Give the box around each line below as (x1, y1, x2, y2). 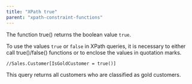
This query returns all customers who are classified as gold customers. (6, 71, 181, 78)
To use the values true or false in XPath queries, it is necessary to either (6, 43, 186, 50)
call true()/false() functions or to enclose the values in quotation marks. (6, 49, 182, 56)
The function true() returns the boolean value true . (6, 31, 132, 38)
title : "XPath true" (6, 8, 58, 15)
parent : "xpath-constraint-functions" (6, 14, 103, 20)
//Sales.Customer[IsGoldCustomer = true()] (6, 61, 117, 67)
